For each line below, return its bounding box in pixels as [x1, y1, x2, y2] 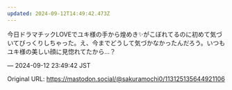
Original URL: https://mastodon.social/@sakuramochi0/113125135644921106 [7, 74, 226, 83]
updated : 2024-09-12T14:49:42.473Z [7, 10, 110, 17]
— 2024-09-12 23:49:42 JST [7, 61, 91, 69]
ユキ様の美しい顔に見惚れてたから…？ [7, 47, 116, 55]
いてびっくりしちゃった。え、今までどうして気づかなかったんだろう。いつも [7, 39, 226, 47]
